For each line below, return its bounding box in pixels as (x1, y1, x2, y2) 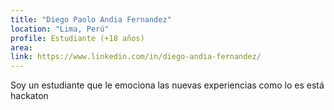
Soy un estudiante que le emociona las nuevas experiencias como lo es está (10, 79, 325, 91)
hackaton (10, 90, 49, 102)
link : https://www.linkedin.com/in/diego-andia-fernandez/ (10, 52, 262, 62)
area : (10, 42, 33, 53)
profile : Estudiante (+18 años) (10, 33, 145, 43)
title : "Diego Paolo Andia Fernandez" (10, 14, 172, 25)
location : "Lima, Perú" (10, 24, 110, 34)
